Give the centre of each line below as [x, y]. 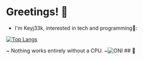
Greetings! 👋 [37, 12]
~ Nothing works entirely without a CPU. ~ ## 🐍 [71, 50]
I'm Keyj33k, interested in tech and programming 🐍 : [76, 28]
